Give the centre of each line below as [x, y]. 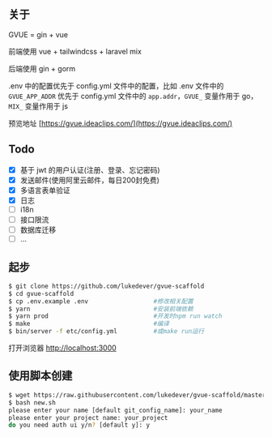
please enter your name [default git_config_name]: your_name [115, 410]
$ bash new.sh [32, 403]
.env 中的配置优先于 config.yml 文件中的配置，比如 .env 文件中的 [116, 86]
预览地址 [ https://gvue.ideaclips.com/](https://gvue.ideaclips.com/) [121, 123]
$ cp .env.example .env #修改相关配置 [101, 301]
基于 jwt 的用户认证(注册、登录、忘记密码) [90, 169]
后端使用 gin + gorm [42, 68]
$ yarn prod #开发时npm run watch [115, 316]
